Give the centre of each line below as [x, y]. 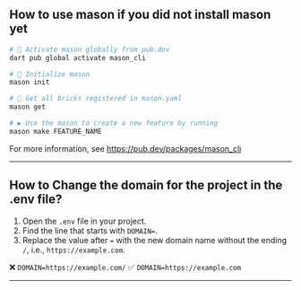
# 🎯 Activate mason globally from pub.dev [90, 49]
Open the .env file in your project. [84, 221]
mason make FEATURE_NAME [56, 131]
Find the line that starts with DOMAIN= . [90, 230]
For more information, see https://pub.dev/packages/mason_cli [125, 148]
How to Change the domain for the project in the [146, 185]
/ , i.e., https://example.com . [73, 250]
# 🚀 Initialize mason [50, 74]
